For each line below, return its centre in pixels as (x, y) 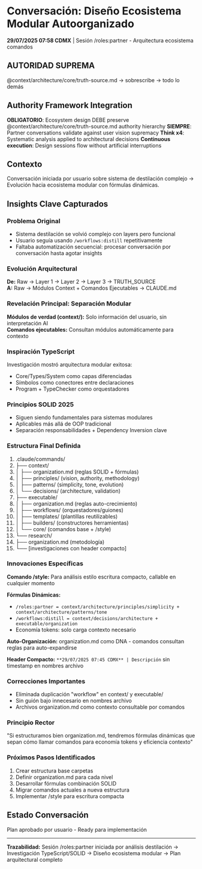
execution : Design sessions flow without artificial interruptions (84, 145)
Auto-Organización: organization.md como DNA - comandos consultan (96, 641)
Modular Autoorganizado (70, 24)
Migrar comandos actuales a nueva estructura (72, 790)
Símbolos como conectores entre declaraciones (75, 382)
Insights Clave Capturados (58, 204)
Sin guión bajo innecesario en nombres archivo (74, 701)
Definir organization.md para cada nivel (64, 777)
